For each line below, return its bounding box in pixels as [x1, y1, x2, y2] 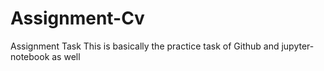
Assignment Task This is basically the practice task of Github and [10, 40, 280, 52]
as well [51, 50, 81, 62]
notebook [10, 50, 50, 62]
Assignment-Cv [10, 7, 145, 30]
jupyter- [281, 40, 315, 52]
